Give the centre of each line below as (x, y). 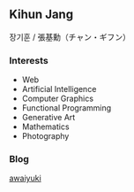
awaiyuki (25, 178)
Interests (29, 60)
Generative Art (48, 118)
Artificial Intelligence (59, 89)
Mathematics (45, 127)
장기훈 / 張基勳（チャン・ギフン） (70, 37)
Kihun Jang (41, 15)
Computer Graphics (58, 99)
